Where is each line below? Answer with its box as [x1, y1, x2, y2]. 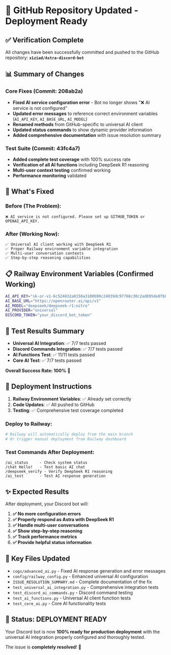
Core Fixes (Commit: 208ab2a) [5, 88, 83, 95]
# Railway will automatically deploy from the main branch [5, 432, 133, 437]
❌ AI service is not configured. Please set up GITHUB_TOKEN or [5, 214, 145, 219]
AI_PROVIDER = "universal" [5, 308, 58, 313]
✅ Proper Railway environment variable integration [5, 246, 118, 251]
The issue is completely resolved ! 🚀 [5, 644, 81, 650]
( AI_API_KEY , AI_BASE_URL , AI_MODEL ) [12, 116, 88, 122]
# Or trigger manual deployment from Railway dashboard [5, 436, 126, 442]
